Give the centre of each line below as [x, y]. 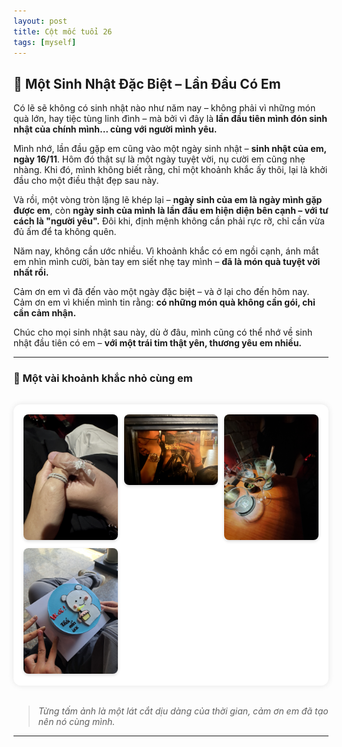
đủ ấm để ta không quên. [65, 232]
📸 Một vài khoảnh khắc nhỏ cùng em [103, 378]
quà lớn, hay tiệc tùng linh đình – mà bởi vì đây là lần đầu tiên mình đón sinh [170, 119]
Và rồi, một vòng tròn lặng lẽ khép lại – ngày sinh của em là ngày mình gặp [168, 200]
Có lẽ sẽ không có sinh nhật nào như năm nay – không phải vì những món [164, 108]
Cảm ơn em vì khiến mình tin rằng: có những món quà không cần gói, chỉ [164, 302]
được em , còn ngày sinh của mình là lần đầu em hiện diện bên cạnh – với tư [171, 211]
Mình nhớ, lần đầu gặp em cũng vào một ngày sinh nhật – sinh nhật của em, [170, 149]
